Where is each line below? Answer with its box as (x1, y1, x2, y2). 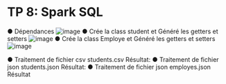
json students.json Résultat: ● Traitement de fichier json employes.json (7, 62, 211, 71)
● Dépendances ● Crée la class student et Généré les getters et (7, 27, 218, 35)
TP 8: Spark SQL (7, 4, 103, 20)
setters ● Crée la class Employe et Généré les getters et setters (7, 34, 216, 42)
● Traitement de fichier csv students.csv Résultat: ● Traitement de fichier (7, 55, 220, 63)
